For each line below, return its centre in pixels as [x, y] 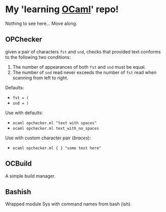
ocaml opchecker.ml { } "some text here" [57, 148]
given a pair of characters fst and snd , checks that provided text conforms [83, 51]
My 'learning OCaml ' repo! [62, 9]
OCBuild [18, 164]
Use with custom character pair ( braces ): [48, 138]
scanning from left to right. [40, 78]
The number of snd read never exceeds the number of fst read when [85, 72]
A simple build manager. [30, 176]
